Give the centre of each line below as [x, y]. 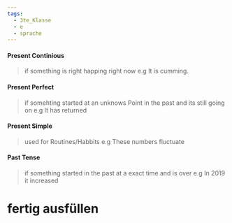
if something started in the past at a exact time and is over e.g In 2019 [125, 173]
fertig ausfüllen [53, 209]
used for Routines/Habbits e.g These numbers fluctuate [104, 141]
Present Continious [36, 55]
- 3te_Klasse [32, 20]
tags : [15, 14]
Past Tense [24, 157]
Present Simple [30, 126]
